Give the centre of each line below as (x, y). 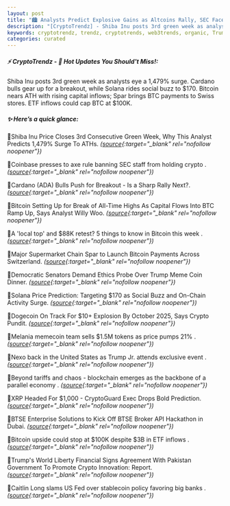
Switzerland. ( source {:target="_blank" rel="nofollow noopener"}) (99, 262)
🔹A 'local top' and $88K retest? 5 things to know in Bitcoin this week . (105, 233)
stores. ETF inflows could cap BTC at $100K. (69, 103)
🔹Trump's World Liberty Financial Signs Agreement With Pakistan (99, 460)
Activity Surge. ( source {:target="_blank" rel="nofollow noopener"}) (102, 303)
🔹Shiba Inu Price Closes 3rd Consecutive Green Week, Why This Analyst (110, 137)
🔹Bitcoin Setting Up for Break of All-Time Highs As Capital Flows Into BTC (111, 206)
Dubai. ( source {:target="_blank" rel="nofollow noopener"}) (91, 426)
